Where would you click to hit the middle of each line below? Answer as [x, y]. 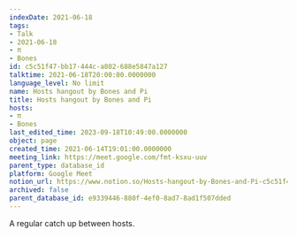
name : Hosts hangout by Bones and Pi [79, 91]
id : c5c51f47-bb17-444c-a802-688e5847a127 [88, 67]
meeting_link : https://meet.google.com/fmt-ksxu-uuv [108, 157]
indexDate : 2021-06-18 [51, 17]
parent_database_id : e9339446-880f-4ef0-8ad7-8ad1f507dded [120, 199]
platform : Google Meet [51, 173]
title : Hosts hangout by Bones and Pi [80, 99]
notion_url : [31, 182]
